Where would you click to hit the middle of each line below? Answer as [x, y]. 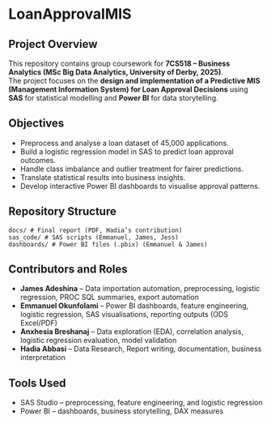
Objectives [36, 124]
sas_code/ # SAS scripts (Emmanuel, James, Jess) [94, 237]
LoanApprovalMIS [70, 14]
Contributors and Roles [68, 270]
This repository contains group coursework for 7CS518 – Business [119, 63]
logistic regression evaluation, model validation [98, 340]
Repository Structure [63, 212]
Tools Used [37, 383]
